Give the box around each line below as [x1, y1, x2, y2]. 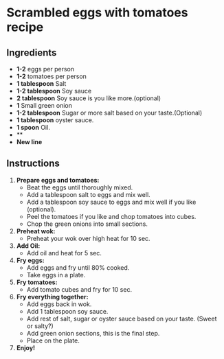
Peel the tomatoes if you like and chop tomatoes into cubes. [26, 212, 197, 220]
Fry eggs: [16, 256, 45, 264]
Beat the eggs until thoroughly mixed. [26, 183, 133, 192]
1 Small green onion [16, 102, 73, 109]
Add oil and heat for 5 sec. [26, 248, 102, 257]
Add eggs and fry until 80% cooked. [26, 263, 130, 272]
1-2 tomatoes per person [16, 72, 87, 80]
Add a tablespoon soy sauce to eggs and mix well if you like [26, 198, 197, 206]
